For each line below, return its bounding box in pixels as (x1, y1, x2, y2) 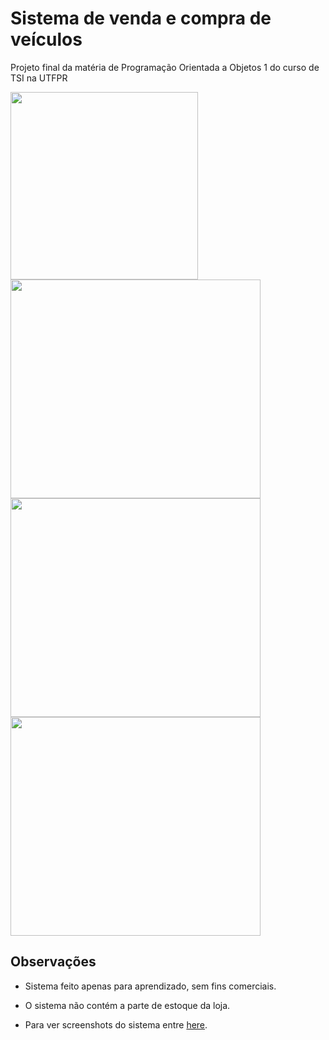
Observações (10, 953, 97, 971)
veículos (10, 28, 83, 51)
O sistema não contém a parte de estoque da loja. (24, 999, 231, 1011)
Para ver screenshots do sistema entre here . (24, 1018, 208, 1031)
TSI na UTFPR (10, 72, 68, 84)
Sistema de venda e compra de (10, 7, 272, 30)
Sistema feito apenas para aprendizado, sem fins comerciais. (24, 980, 277, 992)
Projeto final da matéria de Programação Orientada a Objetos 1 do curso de (10, 61, 320, 73)
